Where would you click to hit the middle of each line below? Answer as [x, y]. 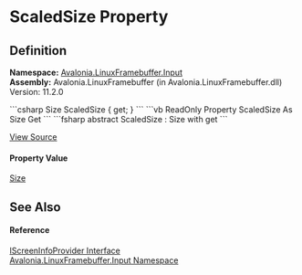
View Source [33, 137]
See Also [35, 207]
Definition [38, 51]
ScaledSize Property [89, 17]
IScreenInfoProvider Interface [65, 250]
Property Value [39, 158]
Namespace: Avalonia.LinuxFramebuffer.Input [96, 72]
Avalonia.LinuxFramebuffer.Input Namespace [94, 260]
